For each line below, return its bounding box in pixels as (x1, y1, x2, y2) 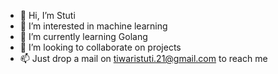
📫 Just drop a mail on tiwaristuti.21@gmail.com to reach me (19, 53, 268, 64)
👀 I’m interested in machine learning (19, 20, 168, 32)
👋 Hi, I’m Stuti (19, 10, 76, 21)
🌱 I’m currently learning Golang (19, 31, 148, 42)
